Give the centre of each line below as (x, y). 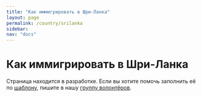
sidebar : (17, 29)
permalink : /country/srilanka (45, 23)
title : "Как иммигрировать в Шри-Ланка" (58, 12)
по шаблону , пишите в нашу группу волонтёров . (69, 88)
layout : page (23, 18)
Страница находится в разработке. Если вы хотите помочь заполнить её (101, 81)
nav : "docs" (21, 35)
